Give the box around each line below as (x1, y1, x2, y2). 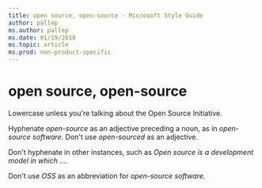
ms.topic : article (8, 41, 69, 49)
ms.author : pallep (8, 26, 69, 34)
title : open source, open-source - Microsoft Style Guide (8, 11, 203, 20)
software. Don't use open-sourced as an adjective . (32, 132, 199, 141)
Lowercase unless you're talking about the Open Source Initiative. (8, 108, 223, 118)
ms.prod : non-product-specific (8, 48, 112, 56)
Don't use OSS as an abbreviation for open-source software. (8, 171, 206, 180)
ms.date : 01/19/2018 (8, 33, 77, 42)
